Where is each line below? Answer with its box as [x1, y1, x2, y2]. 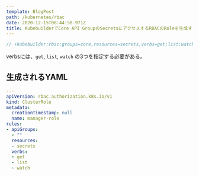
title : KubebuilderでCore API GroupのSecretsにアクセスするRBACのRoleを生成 [6, 25, 188, 31]
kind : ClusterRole [6, 99, 52, 105]
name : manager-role [11, 116, 60, 121]
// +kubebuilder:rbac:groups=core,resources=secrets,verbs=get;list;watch [6, 41, 195, 47]
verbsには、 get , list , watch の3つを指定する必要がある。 [6, 53, 146, 60]
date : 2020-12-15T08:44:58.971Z [6, 20, 86, 25]
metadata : [6, 104, 31, 110]
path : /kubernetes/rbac [6, 14, 65, 20]
